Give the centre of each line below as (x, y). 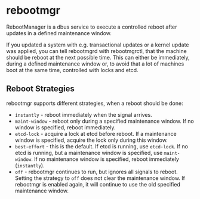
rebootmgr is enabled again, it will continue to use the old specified (97, 184)
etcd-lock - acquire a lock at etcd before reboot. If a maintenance (96, 133)
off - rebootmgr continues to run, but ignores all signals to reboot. (96, 172)
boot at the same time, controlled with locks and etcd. (72, 70)
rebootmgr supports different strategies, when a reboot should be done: (95, 103)
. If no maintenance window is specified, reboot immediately (105, 159)
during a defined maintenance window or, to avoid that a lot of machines (95, 64)
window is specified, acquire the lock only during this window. (91, 140)
